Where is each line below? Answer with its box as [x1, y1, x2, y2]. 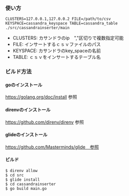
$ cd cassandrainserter [5, 182, 56, 187]
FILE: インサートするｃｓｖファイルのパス [12, 41, 101, 47]
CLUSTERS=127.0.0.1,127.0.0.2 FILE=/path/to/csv [5, 16, 111, 21]
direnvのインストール [5, 107, 51, 113]
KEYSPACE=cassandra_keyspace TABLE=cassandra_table [5, 21, 118, 26]
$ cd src [5, 173, 24, 178]
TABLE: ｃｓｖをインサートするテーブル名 [12, 54, 101, 60]
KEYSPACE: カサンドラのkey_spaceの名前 [12, 47, 101, 54]
